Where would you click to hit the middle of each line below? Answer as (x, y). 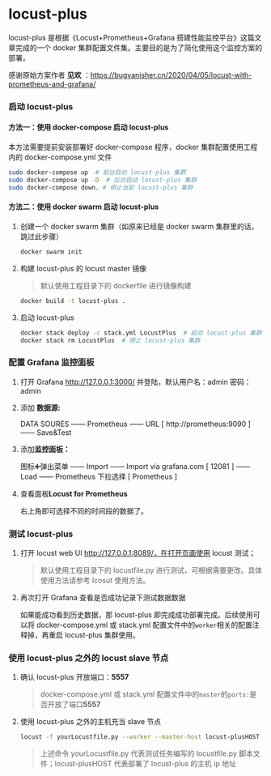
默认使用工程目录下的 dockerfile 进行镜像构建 (116, 285)
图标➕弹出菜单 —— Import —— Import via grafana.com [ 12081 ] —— (135, 466)
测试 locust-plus (41, 534)
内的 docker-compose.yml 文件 (60, 157)
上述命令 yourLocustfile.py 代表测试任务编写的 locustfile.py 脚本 (146, 753)
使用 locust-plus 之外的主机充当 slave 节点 (91, 722)
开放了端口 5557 (74, 705)
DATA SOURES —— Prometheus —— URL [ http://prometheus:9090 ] (135, 424)
